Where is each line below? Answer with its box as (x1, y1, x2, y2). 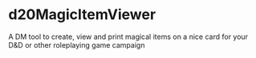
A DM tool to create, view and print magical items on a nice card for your (8, 32, 249, 41)
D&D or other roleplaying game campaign (8, 40, 145, 49)
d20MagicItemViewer (8, 6, 156, 24)
